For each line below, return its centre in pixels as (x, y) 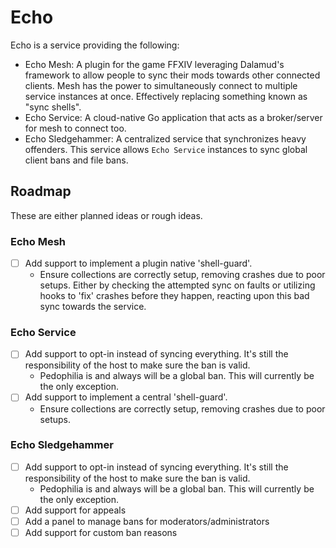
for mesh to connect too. (75, 128)
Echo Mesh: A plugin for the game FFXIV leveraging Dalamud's (154, 64)
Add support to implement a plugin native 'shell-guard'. (138, 263)
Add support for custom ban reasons (101, 533)
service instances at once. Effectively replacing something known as (166, 96)
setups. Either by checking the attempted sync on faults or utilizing (177, 285)
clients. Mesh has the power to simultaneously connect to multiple (161, 85)
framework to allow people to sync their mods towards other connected (172, 75)
